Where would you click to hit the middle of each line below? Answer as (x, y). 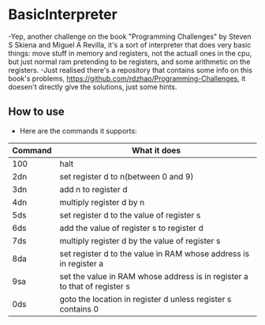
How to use (36, 112)
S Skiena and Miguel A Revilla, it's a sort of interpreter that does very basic (130, 44)
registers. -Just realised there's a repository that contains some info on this (130, 70)
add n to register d (93, 189)
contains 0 (79, 308)
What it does (156, 150)
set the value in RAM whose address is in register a (154, 276)
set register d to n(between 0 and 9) (127, 176)
